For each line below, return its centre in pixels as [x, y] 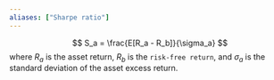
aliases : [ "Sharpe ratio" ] [59, 17]
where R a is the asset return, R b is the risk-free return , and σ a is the [137, 57]
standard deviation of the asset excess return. [94, 68]
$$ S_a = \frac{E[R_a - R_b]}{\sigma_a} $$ [150, 43]
